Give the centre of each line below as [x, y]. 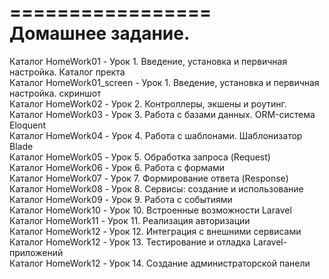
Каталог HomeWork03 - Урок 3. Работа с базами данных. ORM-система [162, 114]
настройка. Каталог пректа [67, 72]
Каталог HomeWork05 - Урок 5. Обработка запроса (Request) [140, 157]
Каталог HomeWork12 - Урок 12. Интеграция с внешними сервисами [155, 231]
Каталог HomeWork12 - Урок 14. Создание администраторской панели [160, 263]
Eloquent [28, 125]
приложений [36, 252]
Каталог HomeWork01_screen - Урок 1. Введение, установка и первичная [164, 82]
